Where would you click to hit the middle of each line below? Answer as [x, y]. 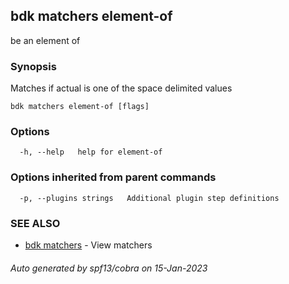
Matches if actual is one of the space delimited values [121, 88]
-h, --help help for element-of [91, 152]
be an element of [45, 40]
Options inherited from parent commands [113, 177]
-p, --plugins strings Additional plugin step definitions [149, 198]
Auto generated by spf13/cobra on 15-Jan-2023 [109, 268]
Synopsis [33, 66]
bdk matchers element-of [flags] [80, 107]
